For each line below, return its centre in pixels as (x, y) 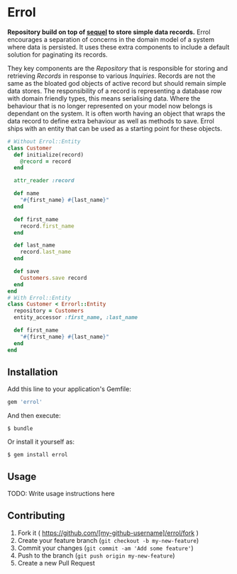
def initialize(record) (49, 154)
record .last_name (46, 252)
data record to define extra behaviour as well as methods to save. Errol (111, 120)
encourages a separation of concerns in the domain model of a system (111, 39)
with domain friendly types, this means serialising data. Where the (104, 98)
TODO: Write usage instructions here (61, 494)
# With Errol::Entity (39, 298)
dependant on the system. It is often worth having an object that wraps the (116, 113)
